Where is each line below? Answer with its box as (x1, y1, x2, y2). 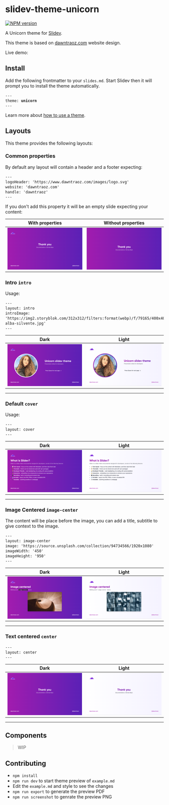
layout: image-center (5, 539, 51, 544)
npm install (12, 773, 38, 779)
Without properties (104, 220, 145, 226)
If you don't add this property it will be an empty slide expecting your (5, 203, 148, 210)
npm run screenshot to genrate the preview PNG (12, 794, 112, 800)
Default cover (5, 400, 38, 407)
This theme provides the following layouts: (5, 140, 93, 146)
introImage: (5, 311, 30, 316)
